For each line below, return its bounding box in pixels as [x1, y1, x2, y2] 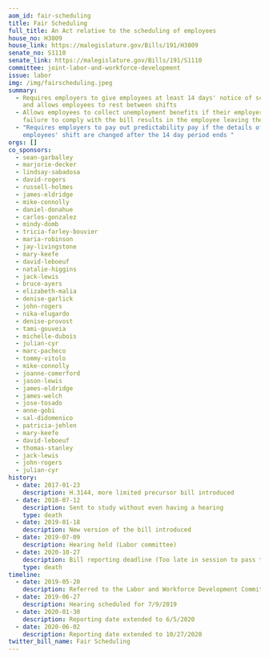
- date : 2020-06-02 [15, 623, 81, 631]
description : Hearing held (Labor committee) [22, 541, 178, 549]
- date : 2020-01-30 [15, 608, 81, 616]
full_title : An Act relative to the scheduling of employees [8, 26, 217, 34]
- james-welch [15, 392, 62, 400]
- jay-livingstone [15, 243, 78, 251]
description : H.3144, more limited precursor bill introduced [22, 488, 235, 497]
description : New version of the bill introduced [22, 526, 192, 534]
